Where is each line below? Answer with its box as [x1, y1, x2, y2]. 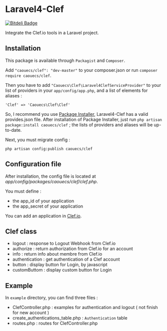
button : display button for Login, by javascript [12, 262, 107, 268]
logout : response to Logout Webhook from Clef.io [12, 241, 116, 247]
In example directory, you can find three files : [5, 295, 98, 301]
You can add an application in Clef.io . [5, 213, 82, 219]
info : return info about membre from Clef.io [12, 251, 102, 257]
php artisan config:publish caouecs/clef [5, 146, 93, 151]
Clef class [5, 227, 37, 236]
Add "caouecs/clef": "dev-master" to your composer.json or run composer [5, 67, 158, 73]
